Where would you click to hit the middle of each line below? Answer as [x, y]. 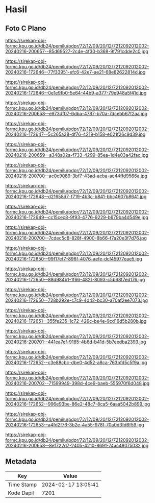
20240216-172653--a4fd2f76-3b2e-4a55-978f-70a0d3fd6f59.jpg [75, 425]
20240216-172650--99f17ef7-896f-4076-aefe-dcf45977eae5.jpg [74, 259]
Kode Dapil [21, 493]
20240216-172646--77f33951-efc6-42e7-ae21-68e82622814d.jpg [75, 72]
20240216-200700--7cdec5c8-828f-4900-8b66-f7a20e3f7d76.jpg [76, 238]
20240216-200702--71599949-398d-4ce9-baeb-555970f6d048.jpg [77, 383]
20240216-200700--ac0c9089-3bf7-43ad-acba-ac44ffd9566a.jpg [76, 176]
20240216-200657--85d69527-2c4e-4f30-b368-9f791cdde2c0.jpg [77, 51]
